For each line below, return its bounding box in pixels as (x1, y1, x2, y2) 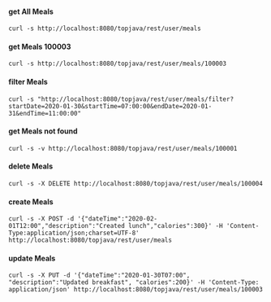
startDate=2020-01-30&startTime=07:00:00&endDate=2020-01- (8, 102, 213, 110)
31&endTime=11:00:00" (8, 109, 82, 117)
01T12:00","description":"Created (8, 222, 126, 230)
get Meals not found (8, 126, 79, 136)
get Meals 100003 (8, 42, 71, 51)
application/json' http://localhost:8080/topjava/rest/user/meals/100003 (8, 286, 264, 294)
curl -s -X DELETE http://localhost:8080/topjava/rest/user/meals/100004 (8, 180, 264, 188)
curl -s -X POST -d (8, 215, 75, 223)
